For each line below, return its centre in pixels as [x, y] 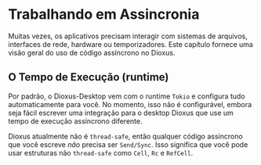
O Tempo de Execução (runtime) [89, 77]
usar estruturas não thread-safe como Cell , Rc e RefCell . [101, 152]
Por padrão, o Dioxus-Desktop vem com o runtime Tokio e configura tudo [127, 96]
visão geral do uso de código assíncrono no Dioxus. [92, 52]
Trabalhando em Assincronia [104, 14]
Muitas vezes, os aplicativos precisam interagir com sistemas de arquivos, [128, 36]
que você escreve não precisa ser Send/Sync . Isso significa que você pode [128, 144]
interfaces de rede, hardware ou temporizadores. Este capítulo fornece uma [130, 44]
